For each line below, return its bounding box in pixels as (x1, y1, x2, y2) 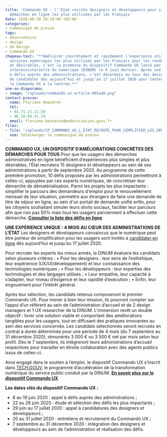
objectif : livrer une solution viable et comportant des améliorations (5, 312, 143, 319)
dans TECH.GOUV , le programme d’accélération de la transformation (5, 365, 146, 371)
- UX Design (5, 44, 30, 49)
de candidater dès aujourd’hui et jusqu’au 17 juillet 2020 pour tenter (9, 77, 164, 82)
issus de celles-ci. (5, 350, 42, 356)
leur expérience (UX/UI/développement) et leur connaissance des (5, 261, 140, 267)
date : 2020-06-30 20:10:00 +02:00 (5, 16, 77, 21)
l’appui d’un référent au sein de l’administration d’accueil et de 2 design (5, 302, 151, 308)
